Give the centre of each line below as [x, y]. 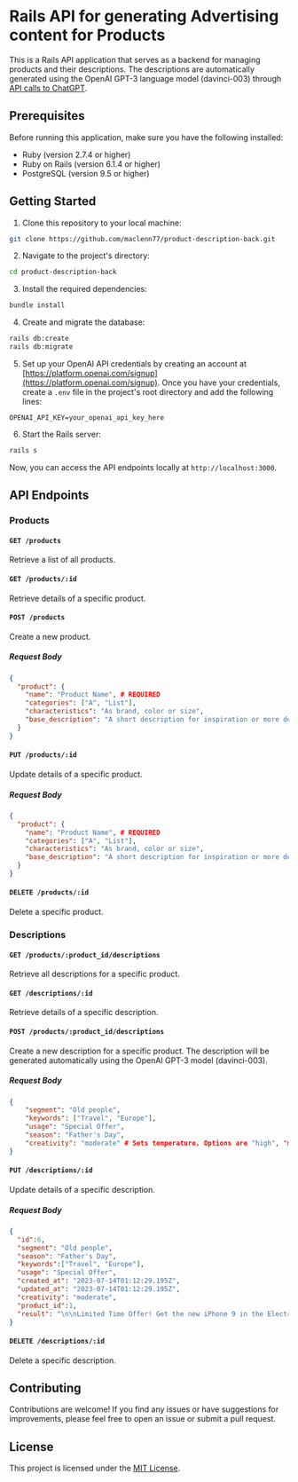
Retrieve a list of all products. [63, 560]
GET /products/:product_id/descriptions [85, 955]
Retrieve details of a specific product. [78, 598]
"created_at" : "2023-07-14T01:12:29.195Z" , [98, 1281]
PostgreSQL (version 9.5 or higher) [86, 173]
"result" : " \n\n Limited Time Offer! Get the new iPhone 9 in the [141, 1314]
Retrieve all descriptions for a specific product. [94, 974]
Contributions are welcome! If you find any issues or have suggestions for [144, 1409]
